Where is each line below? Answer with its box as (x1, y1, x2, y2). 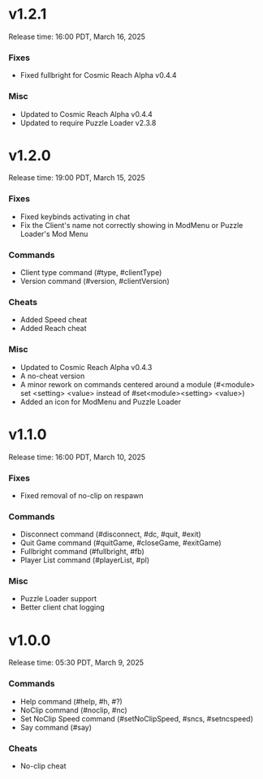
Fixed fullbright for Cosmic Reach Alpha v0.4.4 (19, 71, 177, 80)
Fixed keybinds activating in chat (19, 212, 131, 222)
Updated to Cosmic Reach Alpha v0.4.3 (19, 362, 153, 372)
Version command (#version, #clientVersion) (19, 277, 170, 286)
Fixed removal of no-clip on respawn (19, 490, 144, 500)
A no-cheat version (19, 371, 85, 381)
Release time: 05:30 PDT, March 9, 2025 (8, 658, 144, 668)
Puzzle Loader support (19, 594, 97, 604)
